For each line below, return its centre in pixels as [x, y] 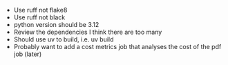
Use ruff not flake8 [40, 10]
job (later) [28, 54]
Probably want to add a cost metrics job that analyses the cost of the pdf [117, 47]
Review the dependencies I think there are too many [88, 32]
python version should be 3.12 [56, 25]
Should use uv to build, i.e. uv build [64, 39]
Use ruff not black [39, 17]
